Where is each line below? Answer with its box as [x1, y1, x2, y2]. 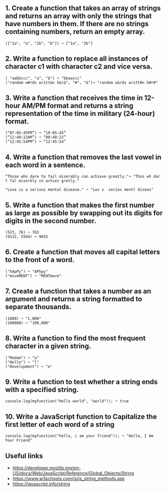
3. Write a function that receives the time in [5, 94, 143, 102]
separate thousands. [5, 303, 72, 311]
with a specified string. [5, 385, 79, 394]
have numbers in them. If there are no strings [5, 20, 149, 28]
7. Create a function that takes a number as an [5, 287, 151, 296]
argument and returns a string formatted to [5, 295, 142, 303]
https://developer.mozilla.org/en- [12, 464, 81, 471]
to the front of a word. [5, 256, 75, 264]
